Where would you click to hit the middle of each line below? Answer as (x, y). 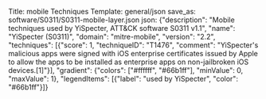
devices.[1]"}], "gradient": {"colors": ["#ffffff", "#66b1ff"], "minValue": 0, (126, 70)
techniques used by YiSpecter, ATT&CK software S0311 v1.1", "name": (122, 28)
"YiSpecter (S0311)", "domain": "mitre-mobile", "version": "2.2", (112, 36)
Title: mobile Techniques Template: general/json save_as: (102, 11)
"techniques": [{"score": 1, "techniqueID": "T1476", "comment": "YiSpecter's (133, 45)
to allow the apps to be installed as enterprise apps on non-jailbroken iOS (129, 62)
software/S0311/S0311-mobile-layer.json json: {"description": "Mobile (121, 20)
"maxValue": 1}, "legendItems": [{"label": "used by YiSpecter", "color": (123, 79)
